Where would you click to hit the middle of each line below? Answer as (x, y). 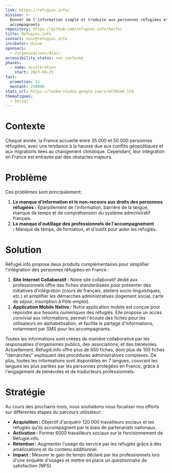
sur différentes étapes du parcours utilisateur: (53, 412)
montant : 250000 (27, 86)
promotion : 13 (25, 82)
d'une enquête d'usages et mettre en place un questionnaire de (80, 460)
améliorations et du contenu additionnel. (55, 449)
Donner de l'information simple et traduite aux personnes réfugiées (85, 20)
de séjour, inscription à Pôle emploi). (51, 302)
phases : (14, 63)
